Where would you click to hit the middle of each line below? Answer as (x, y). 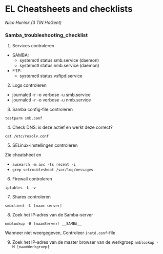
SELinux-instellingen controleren (45, 145)
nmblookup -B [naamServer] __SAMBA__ (43, 224)
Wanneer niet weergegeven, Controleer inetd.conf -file (60, 233)
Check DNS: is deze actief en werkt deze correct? (62, 127)
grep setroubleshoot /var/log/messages (53, 170)
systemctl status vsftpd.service (51, 76)
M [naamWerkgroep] (31, 247)
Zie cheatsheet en (23, 155)
